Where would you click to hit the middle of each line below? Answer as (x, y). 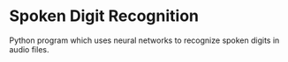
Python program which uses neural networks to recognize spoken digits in (144, 40)
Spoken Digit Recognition (104, 16)
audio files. (29, 49)
